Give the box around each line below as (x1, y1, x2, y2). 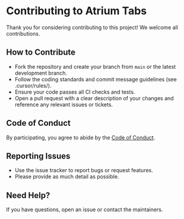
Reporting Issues (6, 151, 71, 161)
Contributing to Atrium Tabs (6, 4, 147, 18)
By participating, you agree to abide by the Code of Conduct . (6, 134, 156, 141)
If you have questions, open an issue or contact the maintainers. (6, 206, 163, 213)
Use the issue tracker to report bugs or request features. (14, 167, 153, 174)
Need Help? (6, 190, 50, 200)
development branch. (14, 69, 67, 77)
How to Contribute (6, 47, 76, 58)
